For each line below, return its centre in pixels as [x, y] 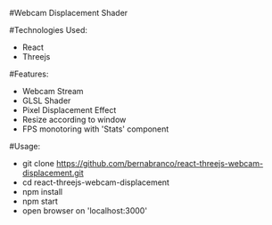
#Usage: [25, 146]
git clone [38, 163]
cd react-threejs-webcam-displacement [95, 182]
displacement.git [53, 173]
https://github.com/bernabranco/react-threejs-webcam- [160, 163]
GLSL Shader [46, 100]
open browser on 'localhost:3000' [85, 211]
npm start [40, 201]
